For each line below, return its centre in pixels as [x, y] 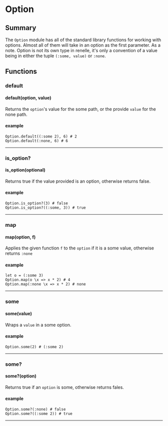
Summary [21, 28]
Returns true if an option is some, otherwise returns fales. [64, 387]
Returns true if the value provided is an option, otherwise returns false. [78, 181]
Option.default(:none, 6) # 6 [37, 141]
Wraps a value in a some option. [38, 325]
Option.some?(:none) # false [35, 409]
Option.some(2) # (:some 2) [34, 347]
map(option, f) [20, 237]
